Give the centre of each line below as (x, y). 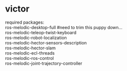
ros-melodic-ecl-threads (30, 53)
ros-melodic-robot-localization (36, 38)
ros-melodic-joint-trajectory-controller (44, 63)
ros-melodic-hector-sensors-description (46, 43)
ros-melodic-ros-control (30, 58)
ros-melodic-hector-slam (31, 48)
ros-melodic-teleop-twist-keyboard (41, 32)
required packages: (25, 22)
